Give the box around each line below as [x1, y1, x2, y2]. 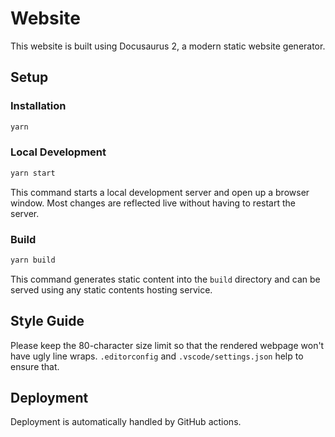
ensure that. [10, 360, 60, 372]
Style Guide [10, 313, 85, 330]
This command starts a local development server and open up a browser [10, 186, 310, 198]
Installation [10, 99, 67, 113]
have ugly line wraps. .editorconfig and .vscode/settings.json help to [10, 350, 304, 362]
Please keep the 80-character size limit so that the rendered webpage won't [10, 339, 325, 351]
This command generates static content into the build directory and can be [10, 273, 321, 285]
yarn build [10, 255, 56, 265]
